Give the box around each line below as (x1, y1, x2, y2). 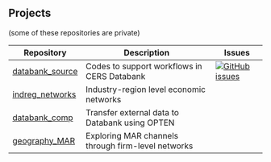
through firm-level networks (85, 140, 194, 152)
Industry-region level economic (85, 84, 206, 95)
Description (123, 47, 170, 58)
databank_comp (12, 112, 74, 123)
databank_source (12, 65, 78, 77)
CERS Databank (85, 70, 146, 81)
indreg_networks (12, 89, 77, 100)
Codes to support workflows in (85, 60, 203, 72)
